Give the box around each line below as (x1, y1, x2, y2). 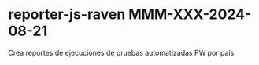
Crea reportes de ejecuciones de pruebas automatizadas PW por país (8, 48, 235, 57)
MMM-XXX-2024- (128, 5, 252, 23)
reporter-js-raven (8, 5, 126, 23)
